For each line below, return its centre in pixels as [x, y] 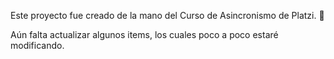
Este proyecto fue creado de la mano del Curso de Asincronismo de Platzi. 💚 [167, 15]
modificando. [37, 45]
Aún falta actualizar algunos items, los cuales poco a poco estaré [144, 34]
